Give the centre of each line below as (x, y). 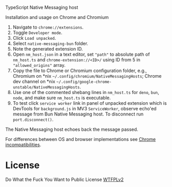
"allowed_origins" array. (39, 65)
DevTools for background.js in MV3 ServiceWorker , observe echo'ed (84, 109)
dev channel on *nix (34, 81)
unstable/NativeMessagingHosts (46, 87)
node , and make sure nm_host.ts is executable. (62, 98)
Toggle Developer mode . (37, 32)
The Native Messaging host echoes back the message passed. (72, 129)
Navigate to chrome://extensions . (48, 27)
